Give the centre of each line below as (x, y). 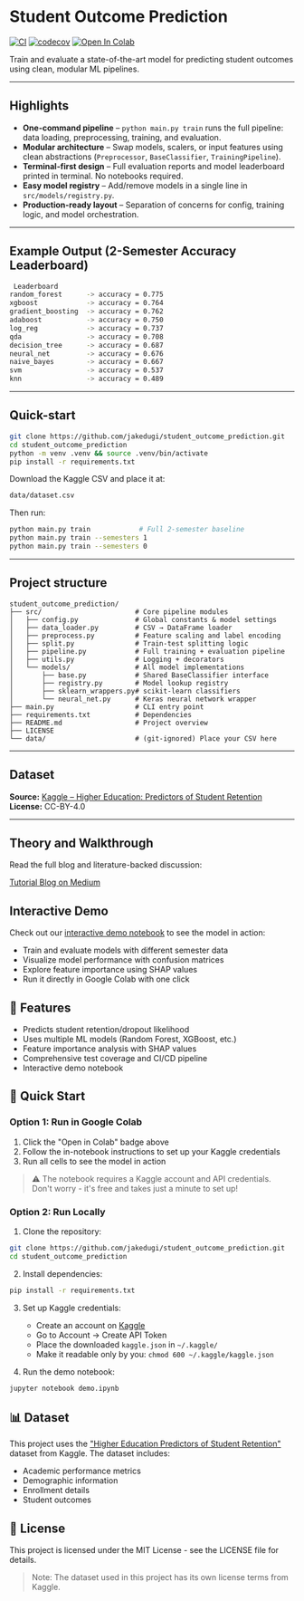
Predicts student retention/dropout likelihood (106, 1029)
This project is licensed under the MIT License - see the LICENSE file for (144, 1550)
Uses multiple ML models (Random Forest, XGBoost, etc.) (129, 1039)
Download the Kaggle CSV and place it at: (87, 479)
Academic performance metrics (82, 1471)
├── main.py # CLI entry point (107, 707)
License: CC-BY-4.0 (47, 806)
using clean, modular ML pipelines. (75, 69)
